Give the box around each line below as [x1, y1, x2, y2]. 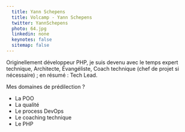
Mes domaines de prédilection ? [6, 83, 86, 90]
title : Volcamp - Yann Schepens [11, 14, 93, 20]
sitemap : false [11, 43, 50, 49]
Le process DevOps [14, 107, 64, 115]
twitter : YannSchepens [11, 20, 68, 26]
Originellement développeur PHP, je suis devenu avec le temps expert [6, 58, 178, 66]
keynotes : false [11, 37, 52, 43]
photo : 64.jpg [11, 25, 47, 32]
